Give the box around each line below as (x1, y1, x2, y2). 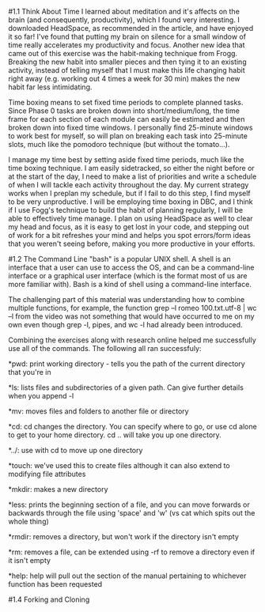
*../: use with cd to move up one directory (8, 446, 143, 455)
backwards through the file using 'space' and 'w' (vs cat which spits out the (8, 508, 256, 517)
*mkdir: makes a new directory (8, 485, 108, 493)
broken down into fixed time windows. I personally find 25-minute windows (8, 123, 253, 132)
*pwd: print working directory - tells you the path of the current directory (8, 359, 245, 368)
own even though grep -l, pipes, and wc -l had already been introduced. (8, 320, 243, 329)
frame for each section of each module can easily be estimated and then (8, 115, 245, 123)
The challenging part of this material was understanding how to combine (8, 295, 245, 304)
